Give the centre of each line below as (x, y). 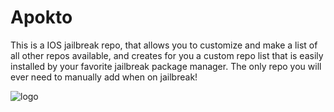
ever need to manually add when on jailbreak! (104, 77)
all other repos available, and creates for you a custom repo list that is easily (167, 55)
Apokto (41, 17)
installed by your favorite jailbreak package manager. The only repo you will (166, 66)
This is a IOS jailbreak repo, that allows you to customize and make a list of (164, 45)
